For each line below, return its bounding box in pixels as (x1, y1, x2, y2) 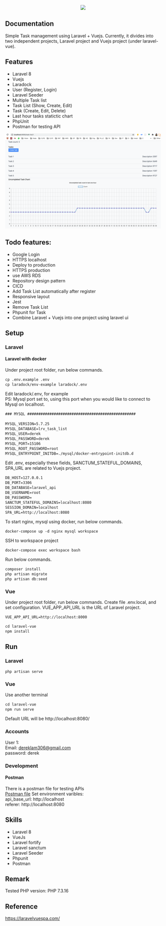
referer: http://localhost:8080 (5, 801, 65, 807)
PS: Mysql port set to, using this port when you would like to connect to (5, 396, 151, 402)
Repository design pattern (12, 277, 66, 283)
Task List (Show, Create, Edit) (12, 102, 73, 109)
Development (5, 762, 39, 769)
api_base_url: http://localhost (5, 796, 64, 802)
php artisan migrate (5, 572, 48, 577)
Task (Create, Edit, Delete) (12, 108, 66, 113)
